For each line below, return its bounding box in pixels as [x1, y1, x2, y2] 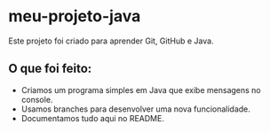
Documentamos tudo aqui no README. [20, 113, 165, 123]
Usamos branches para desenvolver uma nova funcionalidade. [20, 104, 250, 114]
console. [20, 94, 53, 105]
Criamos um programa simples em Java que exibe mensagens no [20, 84, 261, 95]
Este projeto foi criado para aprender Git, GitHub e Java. [8, 35, 214, 46]
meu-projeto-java [8, 6, 141, 27]
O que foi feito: [8, 61, 92, 76]
